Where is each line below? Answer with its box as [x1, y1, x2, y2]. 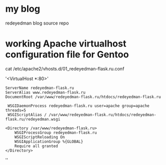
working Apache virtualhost [5, 38, 127, 50]
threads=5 [5, 108, 27, 113]
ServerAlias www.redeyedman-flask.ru [5, 90, 86, 95]
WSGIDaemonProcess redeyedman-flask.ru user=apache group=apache [7, 103, 150, 108]
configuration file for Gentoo [5, 49, 129, 60]
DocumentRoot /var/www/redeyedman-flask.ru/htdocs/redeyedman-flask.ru [5, 94, 161, 100]
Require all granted [14, 144, 58, 149]
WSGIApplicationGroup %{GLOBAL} [14, 139, 83, 144]
